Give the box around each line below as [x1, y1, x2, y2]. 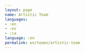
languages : [5, 17, 28, 22]
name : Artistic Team [5, 12, 49, 17]
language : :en [5, 36, 35, 41]
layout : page [5, 7, 33, 13]
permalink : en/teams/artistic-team [5, 40, 80, 45]
